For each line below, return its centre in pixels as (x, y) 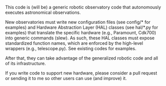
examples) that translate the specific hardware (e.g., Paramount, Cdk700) (81, 33)
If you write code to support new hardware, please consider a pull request (81, 73)
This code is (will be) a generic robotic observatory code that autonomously (83, 7)
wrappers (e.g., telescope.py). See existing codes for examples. (71, 48)
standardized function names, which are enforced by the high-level (74, 43)
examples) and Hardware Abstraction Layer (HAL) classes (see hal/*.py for (82, 27)
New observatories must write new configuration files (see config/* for (78, 22)
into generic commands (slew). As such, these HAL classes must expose (80, 38)
